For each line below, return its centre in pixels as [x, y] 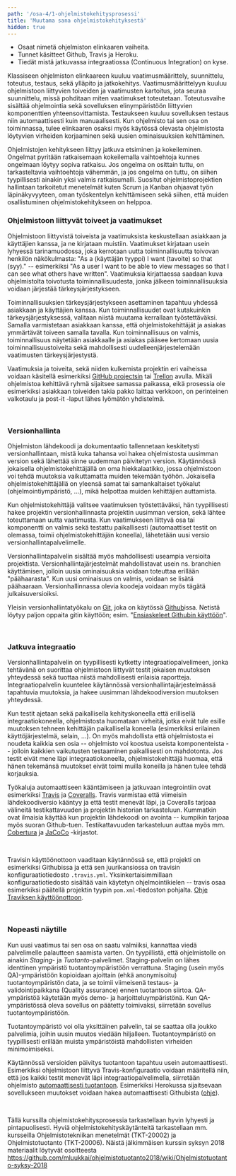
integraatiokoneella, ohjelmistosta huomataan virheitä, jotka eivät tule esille [117, 721]
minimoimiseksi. [31, 1049]
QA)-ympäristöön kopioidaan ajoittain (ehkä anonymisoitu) [92, 975]
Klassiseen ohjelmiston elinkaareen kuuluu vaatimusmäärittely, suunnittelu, [116, 76]
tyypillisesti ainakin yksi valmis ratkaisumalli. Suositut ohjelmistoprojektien [115, 180]
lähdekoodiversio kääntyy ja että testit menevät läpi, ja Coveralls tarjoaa [112, 803]
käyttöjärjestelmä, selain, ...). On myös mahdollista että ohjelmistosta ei [110, 736]
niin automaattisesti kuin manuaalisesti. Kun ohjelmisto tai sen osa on [108, 121]
